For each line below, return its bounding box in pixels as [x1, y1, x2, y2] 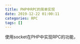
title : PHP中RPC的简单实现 [5, 7, 55, 12]
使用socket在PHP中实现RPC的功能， [5, 34, 79, 40]
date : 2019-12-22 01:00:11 [5, 11, 60, 16]
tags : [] [5, 20, 23, 25]
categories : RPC [5, 16, 38, 21]
